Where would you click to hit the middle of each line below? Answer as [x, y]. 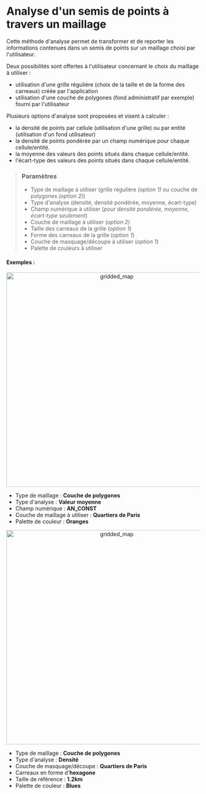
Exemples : [21, 262]
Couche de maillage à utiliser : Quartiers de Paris [78, 515]
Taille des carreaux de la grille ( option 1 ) [81, 229]
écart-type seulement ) [59, 216]
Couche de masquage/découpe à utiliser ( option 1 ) [94, 242]
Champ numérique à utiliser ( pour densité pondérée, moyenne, [110, 209]
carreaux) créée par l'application [56, 91]
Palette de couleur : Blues [48, 786]
